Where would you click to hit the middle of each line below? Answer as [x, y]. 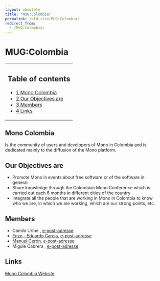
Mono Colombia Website [30, 273]
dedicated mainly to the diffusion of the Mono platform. [61, 150]
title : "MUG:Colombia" [28, 14]
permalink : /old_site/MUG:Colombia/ [42, 19]
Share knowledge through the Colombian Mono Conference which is [81, 188]
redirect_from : [21, 23]
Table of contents [39, 79]
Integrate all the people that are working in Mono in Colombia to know [82, 198]
